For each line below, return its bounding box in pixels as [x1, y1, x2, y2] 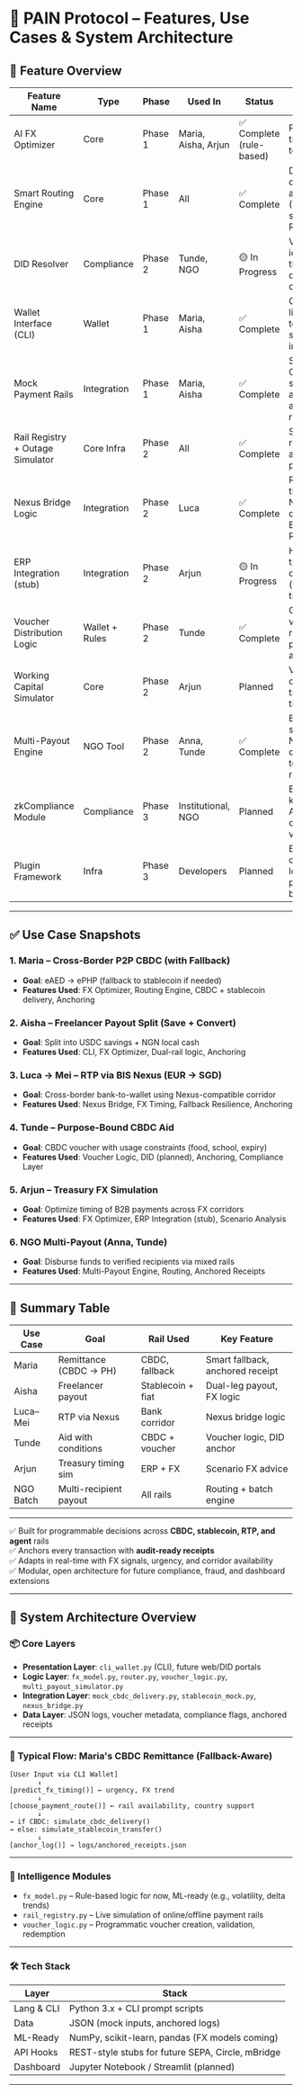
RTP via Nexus [58, 1410, 120, 1423]
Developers [178, 865, 227, 877]
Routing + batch [205, 1482, 273, 1495]
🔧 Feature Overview [9, 63, 122, 78]
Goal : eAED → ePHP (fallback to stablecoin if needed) [22, 975, 222, 986]
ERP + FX [140, 1462, 181, 1474]
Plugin [13, 859, 40, 872]
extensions [9, 1575, 50, 1586]
